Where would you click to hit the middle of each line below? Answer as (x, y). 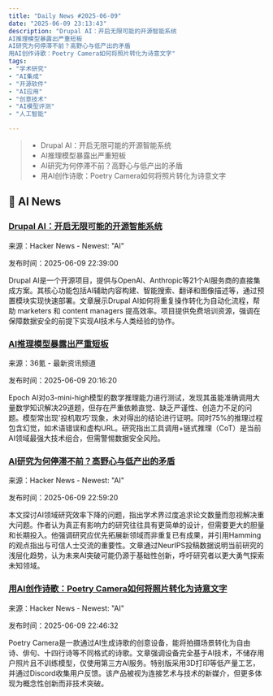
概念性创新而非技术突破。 (65, 683)
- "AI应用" (26, 91)
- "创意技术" (28, 99)
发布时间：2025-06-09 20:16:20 (63, 380)
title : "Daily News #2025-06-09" (65, 16)
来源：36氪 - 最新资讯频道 (52, 363)
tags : (17, 62)
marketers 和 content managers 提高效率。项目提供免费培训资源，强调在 (139, 310)
